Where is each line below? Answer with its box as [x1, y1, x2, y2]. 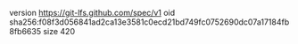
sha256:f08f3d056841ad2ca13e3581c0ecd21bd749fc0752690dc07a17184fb [9, 17, 290, 27]
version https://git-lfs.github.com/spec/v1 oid [9, 8, 176, 18]
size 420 [43, 26, 76, 36]
